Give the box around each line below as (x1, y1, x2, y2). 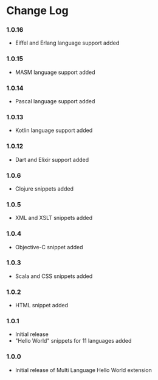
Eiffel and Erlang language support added (15, 39, 120, 46)
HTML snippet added (15, 302, 69, 309)
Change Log (6, 4, 69, 18)
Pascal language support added (15, 98, 95, 105)
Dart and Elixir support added (15, 156, 89, 163)
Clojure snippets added (15, 185, 74, 192)
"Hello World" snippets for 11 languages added (15, 337, 132, 345)
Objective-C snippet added (15, 243, 83, 250)
